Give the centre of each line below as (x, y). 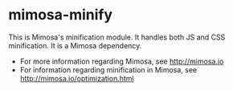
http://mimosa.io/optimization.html (77, 78)
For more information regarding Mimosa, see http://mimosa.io (122, 61)
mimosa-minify (61, 15)
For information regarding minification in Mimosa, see (108, 69)
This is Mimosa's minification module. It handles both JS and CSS (117, 37)
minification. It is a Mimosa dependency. (75, 45)
